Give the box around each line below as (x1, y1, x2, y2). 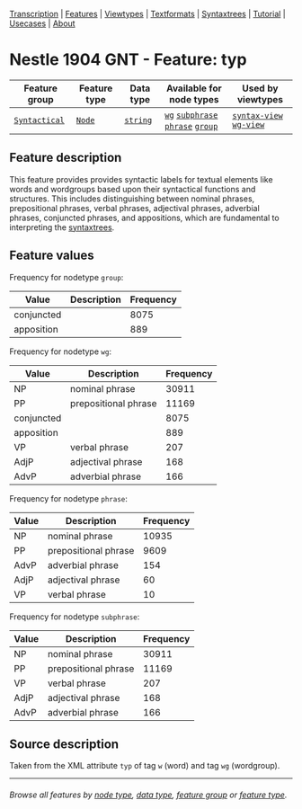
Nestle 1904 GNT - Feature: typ (9, 49, 247, 70)
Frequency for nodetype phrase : (9, 493, 129, 503)
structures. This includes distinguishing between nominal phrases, (9, 193, 255, 204)
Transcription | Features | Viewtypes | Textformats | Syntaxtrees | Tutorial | (9, 9, 286, 19)
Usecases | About (9, 18, 75, 29)
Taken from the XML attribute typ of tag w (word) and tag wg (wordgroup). (9, 760, 280, 771)
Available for (165, 82, 222, 94)
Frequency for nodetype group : (9, 271, 124, 282)
